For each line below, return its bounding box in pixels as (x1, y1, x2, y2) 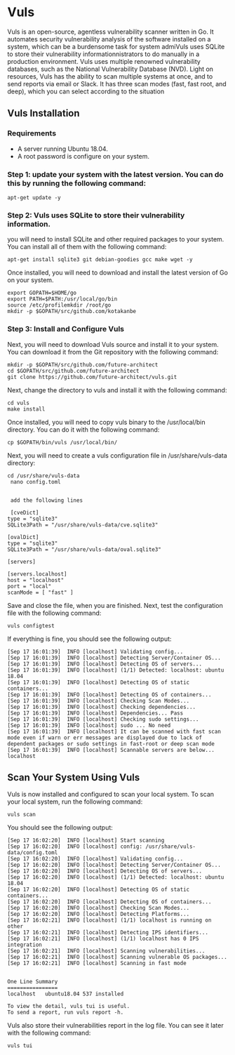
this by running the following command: (7, 178, 146, 188)
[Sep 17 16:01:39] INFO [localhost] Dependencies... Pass (7, 710, 184, 717)
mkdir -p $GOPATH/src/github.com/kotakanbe (7, 308, 137, 315)
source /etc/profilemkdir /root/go (7, 302, 112, 309)
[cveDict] (10, 509, 39, 516)
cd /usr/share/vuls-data (7, 472, 80, 479)
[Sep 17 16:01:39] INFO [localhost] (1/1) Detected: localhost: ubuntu (7, 666, 224, 674)
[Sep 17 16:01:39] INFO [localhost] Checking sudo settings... (7, 715, 199, 723)
